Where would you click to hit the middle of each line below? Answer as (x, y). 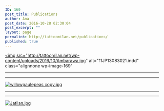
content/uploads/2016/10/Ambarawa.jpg (46, 60)
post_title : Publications (31, 14)
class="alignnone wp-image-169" (39, 66)
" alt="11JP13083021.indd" (112, 60)
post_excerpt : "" (23, 28)
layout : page (18, 32)
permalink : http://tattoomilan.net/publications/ (57, 37)
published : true (21, 42)
